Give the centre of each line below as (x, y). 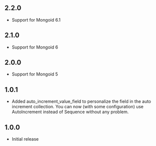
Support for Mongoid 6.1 (36, 20)
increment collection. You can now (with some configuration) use (78, 107)
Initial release (25, 139)
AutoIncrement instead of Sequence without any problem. (70, 112)
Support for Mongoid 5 (35, 74)
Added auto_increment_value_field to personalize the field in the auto (81, 101)
